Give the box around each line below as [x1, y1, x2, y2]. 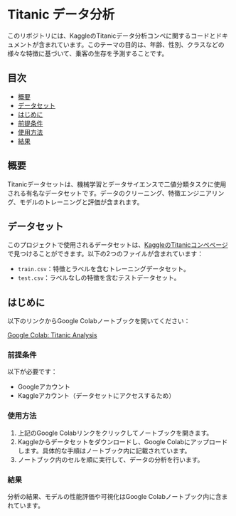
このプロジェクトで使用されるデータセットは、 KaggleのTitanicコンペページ [7, 241, 229, 249]
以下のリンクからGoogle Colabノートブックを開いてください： [7, 317, 191, 325]
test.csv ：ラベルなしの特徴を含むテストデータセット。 [17, 273, 181, 282]
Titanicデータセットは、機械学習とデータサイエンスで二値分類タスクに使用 [7, 179, 227, 189]
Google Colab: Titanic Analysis [7, 331, 97, 339]
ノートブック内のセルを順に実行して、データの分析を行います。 [17, 455, 204, 463]
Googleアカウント [17, 382, 71, 391]
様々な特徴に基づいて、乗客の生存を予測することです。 [7, 49, 168, 58]
